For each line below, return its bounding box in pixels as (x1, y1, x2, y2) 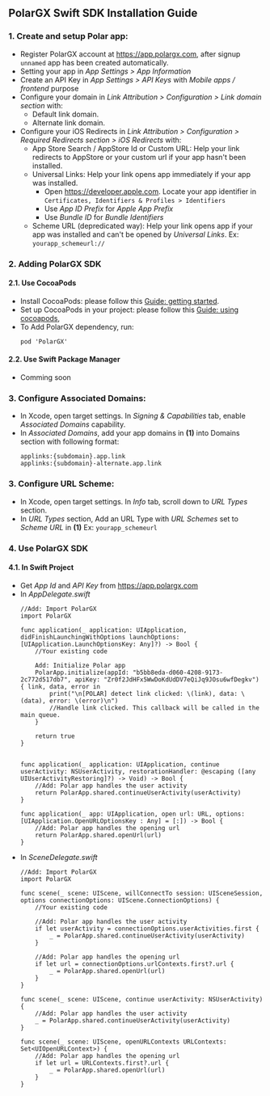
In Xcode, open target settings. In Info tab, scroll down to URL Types (19, 496, 248, 506)
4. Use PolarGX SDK (8, 542, 89, 554)
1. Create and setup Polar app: (8, 31, 129, 42)
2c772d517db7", (19, 675, 72, 684)
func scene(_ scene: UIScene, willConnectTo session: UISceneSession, (19, 889, 264, 897)
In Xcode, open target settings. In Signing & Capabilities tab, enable (19, 411, 247, 421)
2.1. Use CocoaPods (8, 278, 77, 288)
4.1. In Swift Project (8, 563, 74, 572)
